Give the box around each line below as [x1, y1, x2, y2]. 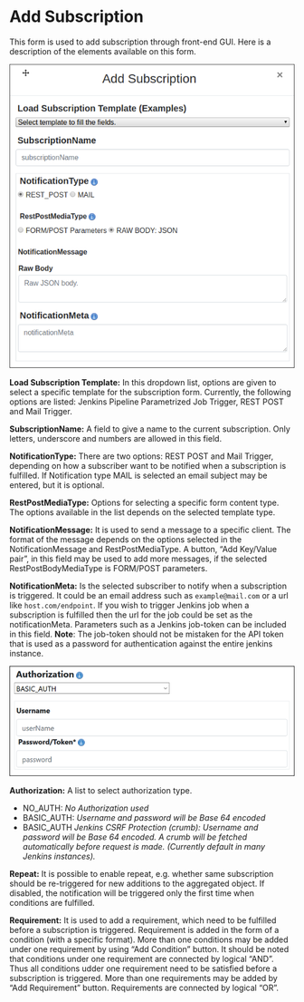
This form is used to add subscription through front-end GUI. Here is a [9, 36, 271, 47]
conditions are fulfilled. [9, 897, 95, 908]
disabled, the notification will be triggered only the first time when [9, 887, 255, 899]
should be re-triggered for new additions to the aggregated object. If [9, 878, 265, 889]
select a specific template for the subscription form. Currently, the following [9, 387, 291, 398]
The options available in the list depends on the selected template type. [9, 507, 276, 518]
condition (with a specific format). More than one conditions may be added [9, 934, 289, 945]
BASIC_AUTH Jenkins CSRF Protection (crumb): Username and [22, 822, 259, 832]
